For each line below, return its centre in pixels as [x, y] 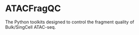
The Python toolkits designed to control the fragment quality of [70, 22]
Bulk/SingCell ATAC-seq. [31, 27]
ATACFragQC [33, 9]
